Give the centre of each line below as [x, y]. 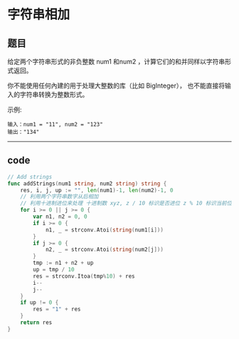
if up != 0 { [39, 303]
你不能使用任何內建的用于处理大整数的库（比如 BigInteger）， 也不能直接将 [116, 85]
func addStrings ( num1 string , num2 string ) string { [87, 183]
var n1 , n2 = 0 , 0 [60, 217]
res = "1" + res [57, 309]
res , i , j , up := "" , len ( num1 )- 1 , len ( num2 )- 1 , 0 [97, 190]
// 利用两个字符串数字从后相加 [59, 197]
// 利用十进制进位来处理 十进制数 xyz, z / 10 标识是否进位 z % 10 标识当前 [123, 204]
